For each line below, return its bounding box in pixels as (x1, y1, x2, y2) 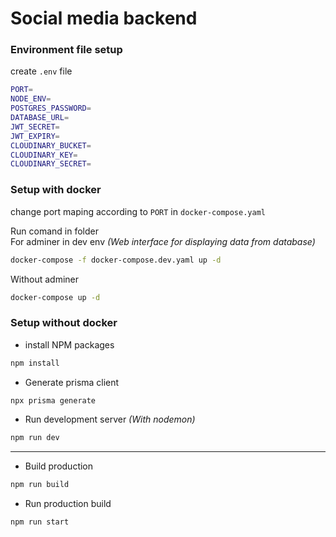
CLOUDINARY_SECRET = (10, 159, 92, 169)
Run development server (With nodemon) (24, 413, 196, 426)
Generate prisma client (24, 376, 120, 388)
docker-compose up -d (10, 292, 101, 302)
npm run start (10, 517, 70, 527)
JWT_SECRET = (10, 122, 60, 132)
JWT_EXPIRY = (10, 131, 60, 141)
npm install (10, 358, 60, 368)
